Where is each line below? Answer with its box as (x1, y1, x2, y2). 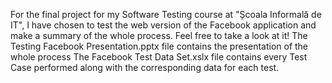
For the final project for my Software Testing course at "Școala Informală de (10, 9, 322, 20)
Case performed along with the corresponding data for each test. (10, 62, 280, 73)
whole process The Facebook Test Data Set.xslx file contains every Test (10, 51, 308, 63)
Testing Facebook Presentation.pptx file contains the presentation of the (10, 40, 309, 52)
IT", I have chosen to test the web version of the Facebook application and (10, 19, 317, 31)
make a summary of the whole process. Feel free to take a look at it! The (10, 30, 308, 41)
